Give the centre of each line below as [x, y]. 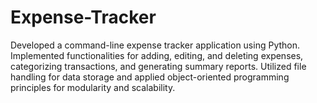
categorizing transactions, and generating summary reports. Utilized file [158, 66]
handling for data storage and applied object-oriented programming [150, 77]
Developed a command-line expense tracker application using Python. [155, 45]
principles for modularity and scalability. [93, 87]
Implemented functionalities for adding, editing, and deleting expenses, [157, 55]
